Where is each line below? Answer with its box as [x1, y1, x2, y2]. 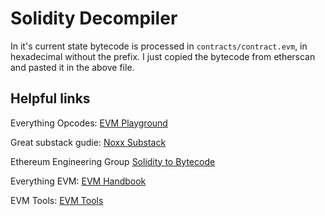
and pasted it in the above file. [10, 61, 135, 73]
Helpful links [10, 90, 91, 107]
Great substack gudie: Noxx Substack [10, 136, 167, 148]
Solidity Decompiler [10, 7, 178, 30]
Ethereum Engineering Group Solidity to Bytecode [10, 155, 216, 167]
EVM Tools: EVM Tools [10, 194, 104, 206]
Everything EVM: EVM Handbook [10, 175, 147, 187]
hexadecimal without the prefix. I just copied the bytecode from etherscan [10, 50, 316, 62]
